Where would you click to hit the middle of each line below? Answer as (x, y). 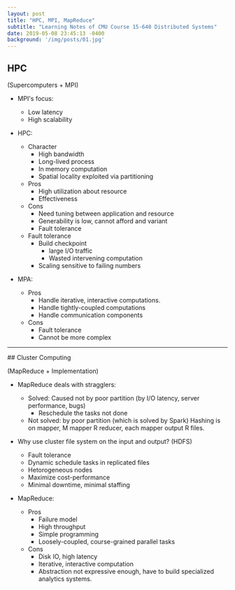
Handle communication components (91, 315)
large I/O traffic (71, 251)
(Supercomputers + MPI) (43, 85)
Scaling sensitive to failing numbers (90, 265)
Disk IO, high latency (68, 556)
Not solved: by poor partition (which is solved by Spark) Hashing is (124, 420)
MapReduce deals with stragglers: (67, 384)
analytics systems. (65, 579)
